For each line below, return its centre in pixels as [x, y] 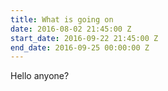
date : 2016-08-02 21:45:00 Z [71, 29]
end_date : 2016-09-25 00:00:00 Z [80, 47]
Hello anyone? [40, 76]
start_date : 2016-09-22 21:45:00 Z [84, 38]
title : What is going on [62, 19]
